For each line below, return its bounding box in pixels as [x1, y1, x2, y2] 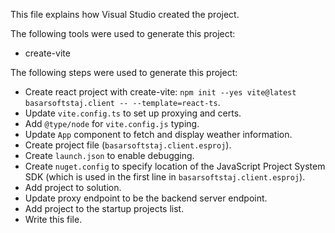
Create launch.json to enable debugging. [24, 150, 195, 161]
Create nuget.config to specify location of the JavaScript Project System [24, 160, 326, 172]
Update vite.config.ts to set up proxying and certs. [24, 107, 242, 119]
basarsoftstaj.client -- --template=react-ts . [24, 97, 221, 108]
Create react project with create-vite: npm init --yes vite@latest [24, 86, 297, 98]
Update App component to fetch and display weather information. [24, 129, 293, 140]
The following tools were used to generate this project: [10, 28, 236, 39]
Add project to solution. [24, 182, 122, 193]
